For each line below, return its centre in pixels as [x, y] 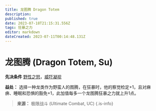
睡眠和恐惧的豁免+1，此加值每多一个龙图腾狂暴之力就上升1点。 [76, 93]
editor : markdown [23, 32]
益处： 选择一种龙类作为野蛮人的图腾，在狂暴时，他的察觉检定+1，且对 [76, 87]
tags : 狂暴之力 [19, 28]
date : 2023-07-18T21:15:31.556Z [38, 23]
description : [18, 14]
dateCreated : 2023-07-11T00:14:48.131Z [45, 37]
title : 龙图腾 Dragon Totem [32, 9]
